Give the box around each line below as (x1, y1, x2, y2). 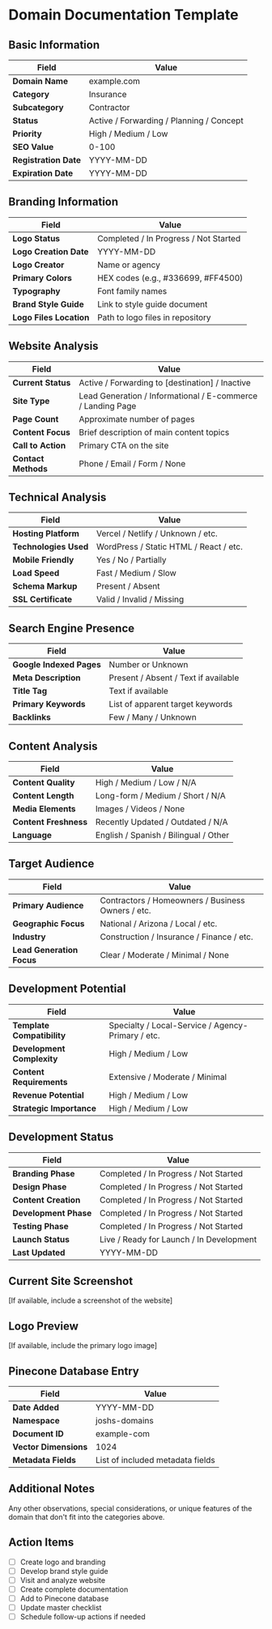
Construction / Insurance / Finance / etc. (100, 931, 253, 942)
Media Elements (12, 803, 76, 814)
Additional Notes (8, 1482, 96, 1495)
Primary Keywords (12, 699, 86, 710)
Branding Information (8, 195, 119, 209)
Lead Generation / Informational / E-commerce (79, 390, 258, 402)
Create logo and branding (19, 1557, 106, 1567)
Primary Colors (12, 272, 73, 283)
